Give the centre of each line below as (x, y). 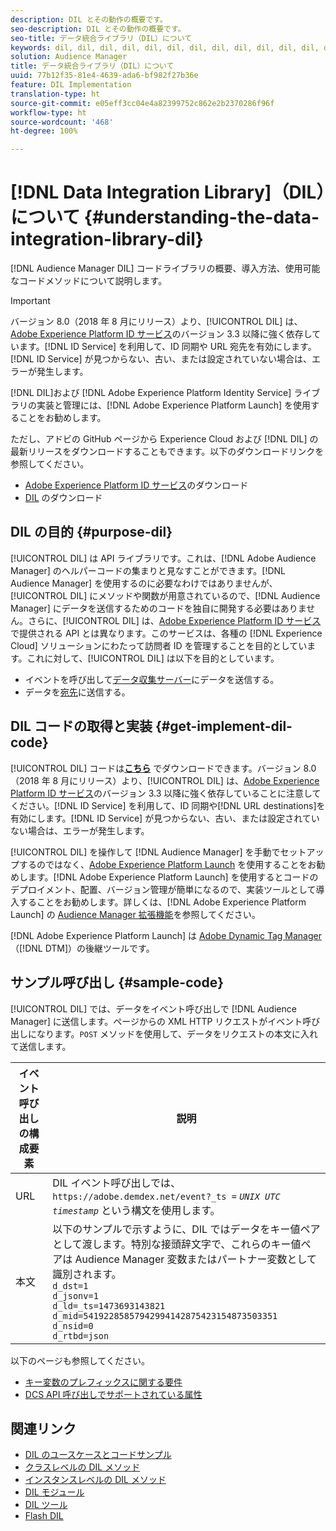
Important (30, 301)
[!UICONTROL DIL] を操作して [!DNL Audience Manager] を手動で (145, 852)
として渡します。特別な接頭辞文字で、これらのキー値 (177, 1244)
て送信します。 (41, 1046)
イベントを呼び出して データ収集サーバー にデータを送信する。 (152, 679)
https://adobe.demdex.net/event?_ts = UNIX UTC (166, 1196)
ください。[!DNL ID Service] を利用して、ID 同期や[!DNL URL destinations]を (168, 805)
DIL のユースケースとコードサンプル (98, 1455)
